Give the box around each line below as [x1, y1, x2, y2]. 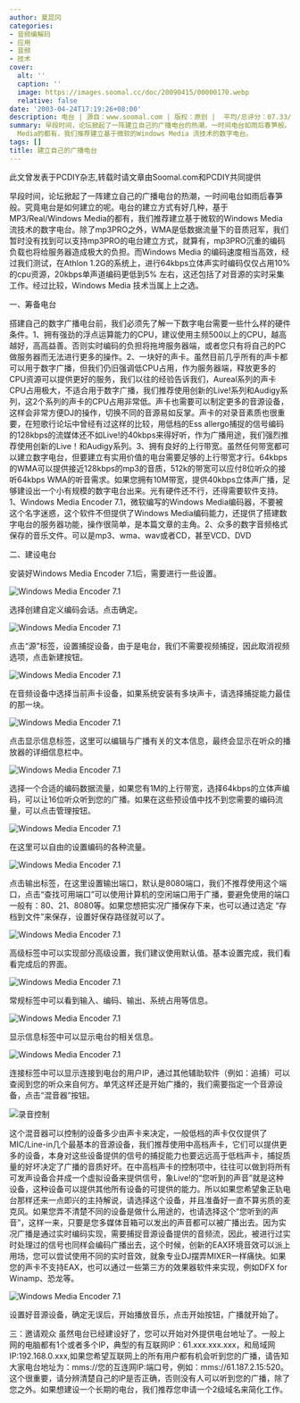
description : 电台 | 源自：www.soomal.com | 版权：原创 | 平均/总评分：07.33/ [9, 113, 292, 121]
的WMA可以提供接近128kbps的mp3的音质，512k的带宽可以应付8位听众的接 [9, 463, 287, 473]
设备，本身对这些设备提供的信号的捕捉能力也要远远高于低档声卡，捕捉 [24, 1149, 283, 1161]
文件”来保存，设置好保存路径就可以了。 [24, 911, 170, 922]
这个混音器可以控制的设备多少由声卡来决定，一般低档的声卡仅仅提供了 [9, 1127, 268, 1139]
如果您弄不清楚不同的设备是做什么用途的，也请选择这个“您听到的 [32, 1206, 271, 1216]
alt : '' [17, 71, 46, 80]
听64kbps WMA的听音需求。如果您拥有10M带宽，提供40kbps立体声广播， [9, 474, 283, 485]
